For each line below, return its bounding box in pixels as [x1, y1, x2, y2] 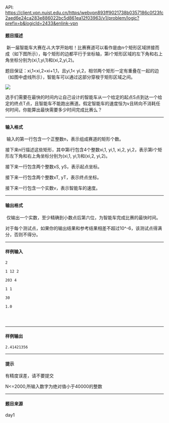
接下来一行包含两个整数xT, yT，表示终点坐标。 [5, 175, 102, 181]
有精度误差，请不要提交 [5, 373, 54, 379]
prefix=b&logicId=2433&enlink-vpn [5, 20, 78, 26]
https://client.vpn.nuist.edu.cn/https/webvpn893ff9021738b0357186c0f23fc [5, 10, 164, 16]
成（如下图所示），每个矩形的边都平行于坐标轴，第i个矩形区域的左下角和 [5, 51, 154, 57]
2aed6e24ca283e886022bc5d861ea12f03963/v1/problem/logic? [5, 15, 140, 21]
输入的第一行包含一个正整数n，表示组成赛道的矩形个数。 [6, 136, 124, 142]
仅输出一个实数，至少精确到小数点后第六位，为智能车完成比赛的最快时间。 [6, 214, 161, 220]
